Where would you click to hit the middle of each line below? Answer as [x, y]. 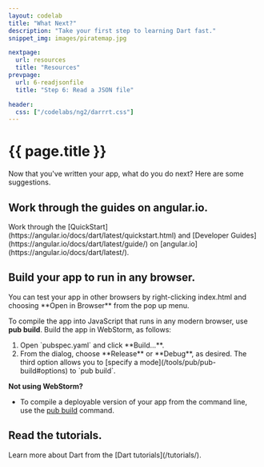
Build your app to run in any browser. [102, 278]
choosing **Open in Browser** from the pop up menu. [99, 305]
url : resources [41, 60]
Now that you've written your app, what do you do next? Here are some [126, 174]
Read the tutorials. [55, 435]
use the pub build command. [67, 410]
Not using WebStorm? [46, 386]
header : [21, 104]
